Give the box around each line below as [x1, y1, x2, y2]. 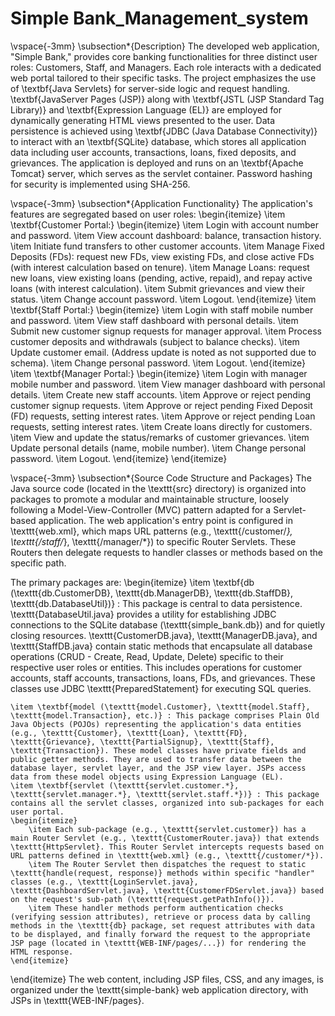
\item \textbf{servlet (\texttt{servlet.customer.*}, [10, 780, 240, 791]
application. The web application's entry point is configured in [38, 514, 293, 526]
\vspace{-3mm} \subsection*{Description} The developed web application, [10, 40, 320, 52]
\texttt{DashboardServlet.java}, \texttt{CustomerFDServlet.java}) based [10, 885, 325, 896]
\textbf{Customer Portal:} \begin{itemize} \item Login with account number [10, 218, 319, 231]
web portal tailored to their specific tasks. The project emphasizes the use [10, 72, 317, 84]
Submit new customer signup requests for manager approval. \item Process [10, 325, 322, 337]
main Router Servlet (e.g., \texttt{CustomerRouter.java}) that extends [10, 833, 320, 843]
